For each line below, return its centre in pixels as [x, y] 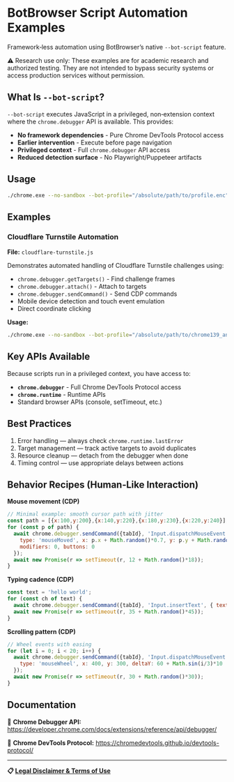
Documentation [42, 705]
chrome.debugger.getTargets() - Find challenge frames [96, 279]
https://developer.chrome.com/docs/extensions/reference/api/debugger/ [112, 729]
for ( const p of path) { [43, 527]
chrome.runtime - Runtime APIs [61, 394]
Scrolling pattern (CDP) [41, 631]
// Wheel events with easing [49, 644]
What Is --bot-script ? [56, 97]
